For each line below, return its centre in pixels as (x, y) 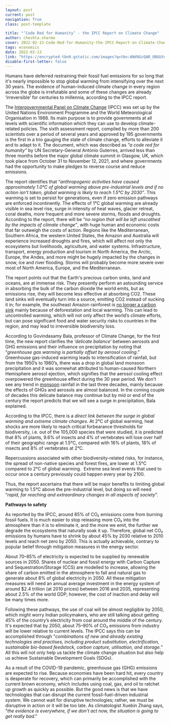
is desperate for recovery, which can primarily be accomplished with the (81, 679)
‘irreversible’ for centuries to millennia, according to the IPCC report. (76, 97)
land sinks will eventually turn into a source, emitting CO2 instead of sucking (85, 299)
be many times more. (27, 600)
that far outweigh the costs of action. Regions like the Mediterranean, (77, 230)
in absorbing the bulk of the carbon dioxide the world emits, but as (75, 288)
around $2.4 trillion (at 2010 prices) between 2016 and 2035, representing (82, 589)
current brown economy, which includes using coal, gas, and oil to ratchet (82, 684)
